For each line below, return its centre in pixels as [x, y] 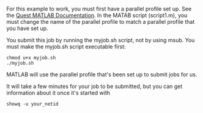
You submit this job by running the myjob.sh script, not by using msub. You [101, 40]
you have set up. [27, 28]
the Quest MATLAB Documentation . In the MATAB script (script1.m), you [97, 15]
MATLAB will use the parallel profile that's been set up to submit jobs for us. [102, 75]
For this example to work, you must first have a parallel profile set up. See [99, 9]
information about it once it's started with [58, 93]
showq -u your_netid [33, 104]
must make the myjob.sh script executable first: [66, 46]
